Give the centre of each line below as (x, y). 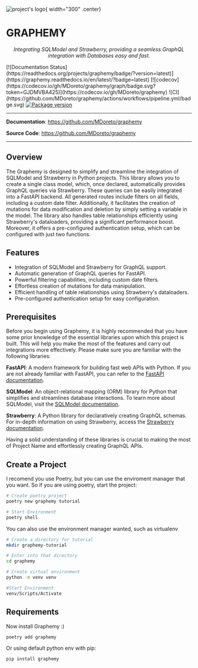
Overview (24, 157)
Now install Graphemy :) (35, 626)
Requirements (32, 612)
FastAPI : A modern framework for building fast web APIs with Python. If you (98, 368)
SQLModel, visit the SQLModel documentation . (63, 404)
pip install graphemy (33, 659)
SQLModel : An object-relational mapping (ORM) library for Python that (92, 392)
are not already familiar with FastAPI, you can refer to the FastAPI (85, 374)
